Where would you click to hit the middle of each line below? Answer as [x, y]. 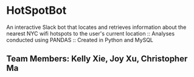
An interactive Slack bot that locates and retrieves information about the [96, 27]
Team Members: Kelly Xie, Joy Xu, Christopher [97, 59]
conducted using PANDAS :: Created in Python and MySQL [80, 40]
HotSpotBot [36, 11]
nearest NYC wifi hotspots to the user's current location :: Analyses [91, 33]
